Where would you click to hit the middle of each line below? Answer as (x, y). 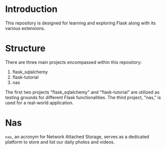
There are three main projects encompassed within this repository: (74, 62)
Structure (25, 49)
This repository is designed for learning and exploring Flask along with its (81, 23)
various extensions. (25, 28)
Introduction (31, 9)
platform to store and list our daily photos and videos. (60, 142)
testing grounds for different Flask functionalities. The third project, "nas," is (83, 97)
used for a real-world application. (39, 103)
